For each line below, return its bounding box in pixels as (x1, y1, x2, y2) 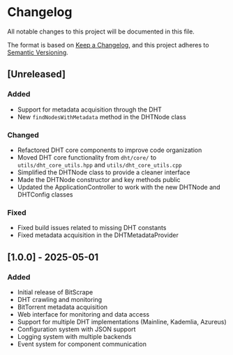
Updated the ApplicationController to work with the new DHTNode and (17, 183, 221, 191)
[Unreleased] (7, 68, 66, 80)
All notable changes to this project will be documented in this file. (7, 27, 195, 36)
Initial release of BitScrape (17, 287, 93, 296)
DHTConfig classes (17, 190, 73, 199)
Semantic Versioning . (7, 48, 68, 56)
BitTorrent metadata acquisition (17, 303, 108, 311)
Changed (7, 130, 40, 139)
